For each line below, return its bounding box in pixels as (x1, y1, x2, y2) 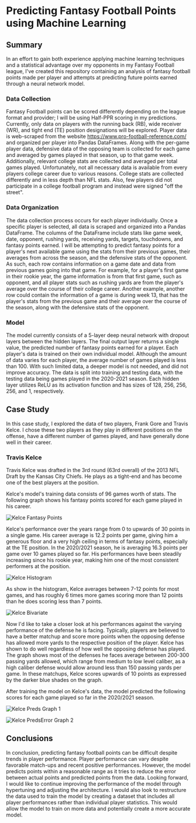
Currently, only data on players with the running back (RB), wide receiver (6, 120, 181, 128)
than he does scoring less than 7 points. (6, 598, 102, 605)
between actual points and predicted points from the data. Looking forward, (6, 774, 189, 781)
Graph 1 (42, 705, 61, 712)
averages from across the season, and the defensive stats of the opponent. (6, 254, 188, 261)
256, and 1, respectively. (6, 387, 65, 394)
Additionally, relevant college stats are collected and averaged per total (6, 158, 177, 165)
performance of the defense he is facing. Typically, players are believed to (6, 627, 185, 633)
